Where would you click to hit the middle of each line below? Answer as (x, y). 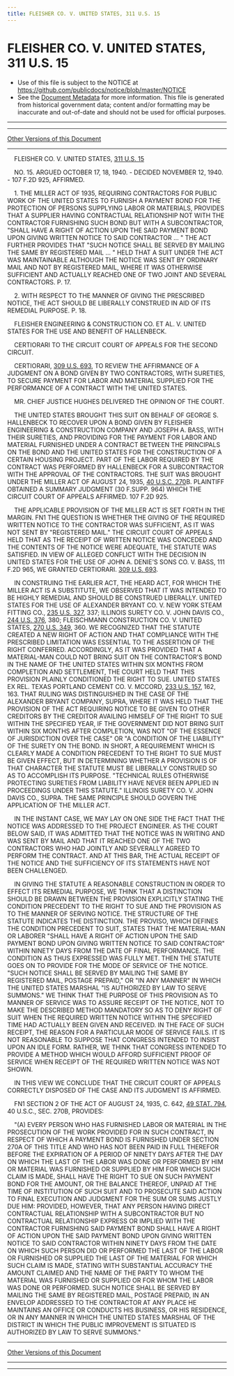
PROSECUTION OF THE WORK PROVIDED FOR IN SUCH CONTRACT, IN (111, 1132)
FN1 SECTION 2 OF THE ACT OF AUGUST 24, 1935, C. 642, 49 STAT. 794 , (120, 1103)
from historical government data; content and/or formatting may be (114, 105)
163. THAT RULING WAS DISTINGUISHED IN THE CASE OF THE (98, 694)
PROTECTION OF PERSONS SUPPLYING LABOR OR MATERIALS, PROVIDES (116, 208)
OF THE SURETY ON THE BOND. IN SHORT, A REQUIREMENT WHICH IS (111, 746)
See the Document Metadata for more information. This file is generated (120, 97)
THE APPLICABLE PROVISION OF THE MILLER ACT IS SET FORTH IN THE (119, 510)
